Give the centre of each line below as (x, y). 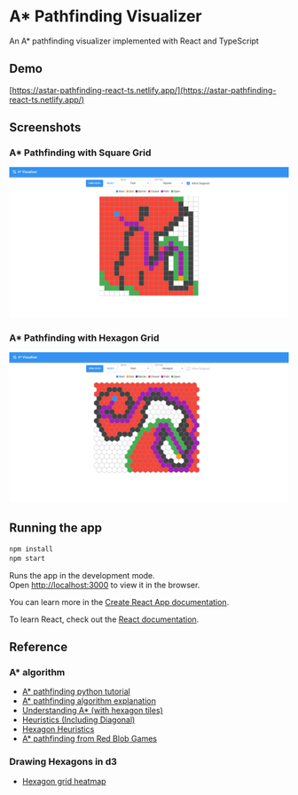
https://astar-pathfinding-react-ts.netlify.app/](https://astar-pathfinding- (144, 90)
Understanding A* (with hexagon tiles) (93, 711)
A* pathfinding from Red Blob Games (90, 739)
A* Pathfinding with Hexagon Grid (84, 338)
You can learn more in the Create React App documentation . (119, 602)
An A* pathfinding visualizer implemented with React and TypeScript (134, 41)
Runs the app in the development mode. (82, 575)
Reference (39, 647)
